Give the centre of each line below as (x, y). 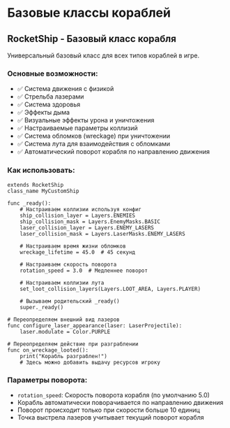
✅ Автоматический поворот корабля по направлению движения (114, 152)
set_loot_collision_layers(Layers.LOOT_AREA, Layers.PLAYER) (110, 289)
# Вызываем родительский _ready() (70, 301)
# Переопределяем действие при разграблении (73, 344)
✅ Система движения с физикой (66, 89)
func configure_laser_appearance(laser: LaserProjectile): (95, 326)
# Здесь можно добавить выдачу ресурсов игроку (90, 362)
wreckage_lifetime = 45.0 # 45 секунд (78, 252)
